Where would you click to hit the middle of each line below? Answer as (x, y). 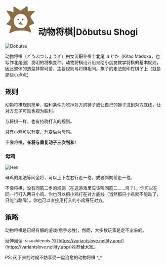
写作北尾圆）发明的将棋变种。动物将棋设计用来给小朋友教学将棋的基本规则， (83, 62)
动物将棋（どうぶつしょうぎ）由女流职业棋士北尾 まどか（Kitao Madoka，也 (83, 56)
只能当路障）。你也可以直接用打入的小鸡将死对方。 (56, 200)
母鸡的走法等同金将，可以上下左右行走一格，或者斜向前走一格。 (70, 178)
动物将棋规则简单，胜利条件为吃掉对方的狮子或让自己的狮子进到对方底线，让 (83, 105)
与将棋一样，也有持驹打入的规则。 (40, 121)
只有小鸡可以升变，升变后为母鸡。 (40, 132)
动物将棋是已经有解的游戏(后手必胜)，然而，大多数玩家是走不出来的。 (76, 230)
